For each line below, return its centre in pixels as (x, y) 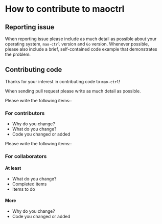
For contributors (25, 113)
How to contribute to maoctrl (65, 9)
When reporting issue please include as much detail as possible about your (81, 39)
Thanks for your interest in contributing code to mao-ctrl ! (63, 81)
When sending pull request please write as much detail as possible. (73, 91)
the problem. (18, 54)
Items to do (23, 189)
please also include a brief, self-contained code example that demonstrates (81, 49)
